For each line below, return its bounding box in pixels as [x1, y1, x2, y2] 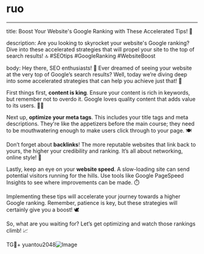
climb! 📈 [6, 227, 29, 234]
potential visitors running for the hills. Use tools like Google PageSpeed [6, 172, 184, 179]
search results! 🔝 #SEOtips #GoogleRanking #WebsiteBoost [6, 52, 156, 59]
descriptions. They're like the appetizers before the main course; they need [6, 120, 195, 127]
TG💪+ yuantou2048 [6, 241, 56, 248]
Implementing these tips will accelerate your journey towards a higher [6, 193, 181, 200]
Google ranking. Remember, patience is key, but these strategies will [6, 199, 178, 206]
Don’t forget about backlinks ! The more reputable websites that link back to [6, 141, 196, 148]
